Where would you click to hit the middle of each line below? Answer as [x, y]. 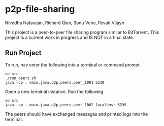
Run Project [23, 53]
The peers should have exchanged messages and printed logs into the [77, 114]
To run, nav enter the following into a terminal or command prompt [72, 64]
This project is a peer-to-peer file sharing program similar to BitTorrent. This [82, 32]
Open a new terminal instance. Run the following [54, 92]
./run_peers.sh [21, 78]
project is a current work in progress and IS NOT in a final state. [70, 37]
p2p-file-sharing [40, 9]
